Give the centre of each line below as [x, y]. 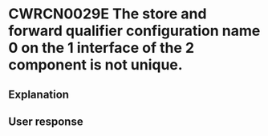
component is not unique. [95, 65]
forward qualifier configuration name [134, 31]
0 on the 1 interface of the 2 [102, 48]
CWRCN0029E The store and [108, 14]
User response [46, 121]
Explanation [39, 94]
